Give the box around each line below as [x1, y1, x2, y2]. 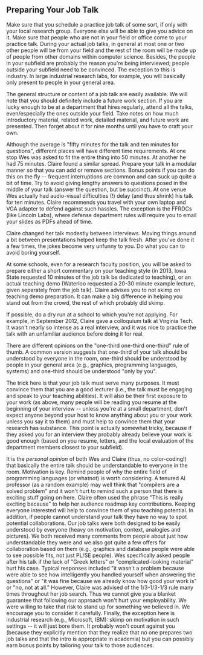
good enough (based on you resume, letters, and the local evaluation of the [6, 437, 194, 444]
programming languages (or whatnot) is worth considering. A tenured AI [6, 474, 186, 481]
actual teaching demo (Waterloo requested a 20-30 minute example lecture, [6, 279, 196, 287]
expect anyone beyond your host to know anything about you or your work [6, 411, 192, 419]
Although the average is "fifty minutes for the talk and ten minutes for [6, 140, 179, 148]
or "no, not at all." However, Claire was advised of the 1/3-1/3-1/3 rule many [6, 584, 194, 591]
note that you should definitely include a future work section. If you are [6, 97, 182, 104]
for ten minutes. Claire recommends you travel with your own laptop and [6, 198, 186, 206]
